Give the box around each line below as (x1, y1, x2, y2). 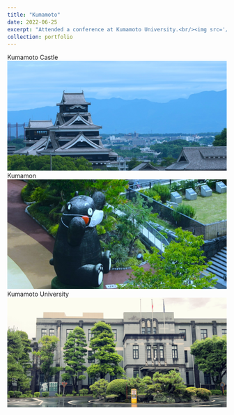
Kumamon (7, 171, 37, 180)
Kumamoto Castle (7, 53, 58, 62)
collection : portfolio (7, 33, 73, 40)
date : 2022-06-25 (7, 18, 58, 26)
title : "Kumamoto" (7, 11, 61, 18)
